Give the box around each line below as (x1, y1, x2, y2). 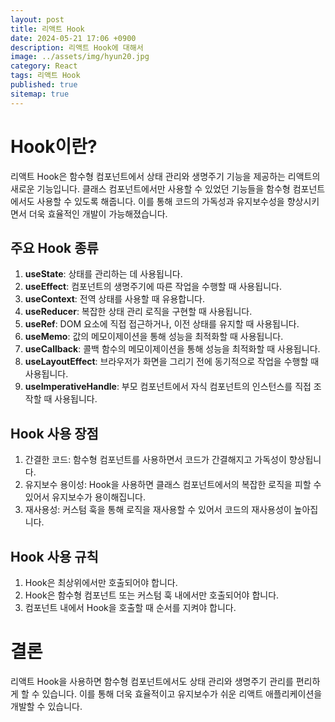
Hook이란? (10, 135, 98, 158)
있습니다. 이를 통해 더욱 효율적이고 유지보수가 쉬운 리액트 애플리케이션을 (41, 687, 323, 700)
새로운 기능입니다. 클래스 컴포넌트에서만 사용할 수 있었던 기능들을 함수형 (10, 182, 291, 195)
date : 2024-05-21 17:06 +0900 (10, 33, 137, 43)
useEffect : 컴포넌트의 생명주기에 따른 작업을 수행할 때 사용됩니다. (24, 281, 282, 293)
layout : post (10, 14, 65, 25)
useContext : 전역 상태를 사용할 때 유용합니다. (24, 293, 205, 305)
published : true (10, 80, 78, 90)
